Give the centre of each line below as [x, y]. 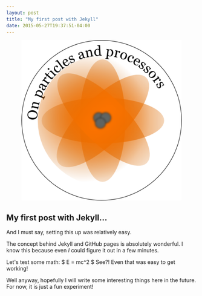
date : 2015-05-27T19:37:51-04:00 [48, 25]
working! [17, 269]
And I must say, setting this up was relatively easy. [69, 232]
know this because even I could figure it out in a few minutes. [83, 251]
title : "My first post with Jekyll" [52, 19]
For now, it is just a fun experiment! [50, 287]
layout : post [23, 13]
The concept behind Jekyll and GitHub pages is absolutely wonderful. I [95, 244]
